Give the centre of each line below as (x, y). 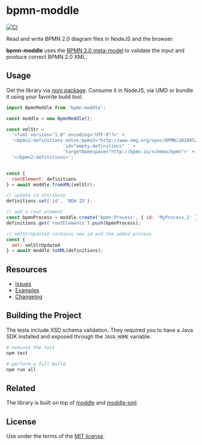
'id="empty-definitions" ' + (99, 146)
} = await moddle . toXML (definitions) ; (55, 251)
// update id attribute (36, 195)
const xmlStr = (25, 129)
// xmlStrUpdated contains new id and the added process (79, 234)
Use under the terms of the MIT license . (56, 436)
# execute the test (31, 347)
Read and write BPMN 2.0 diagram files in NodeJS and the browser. (90, 38)
